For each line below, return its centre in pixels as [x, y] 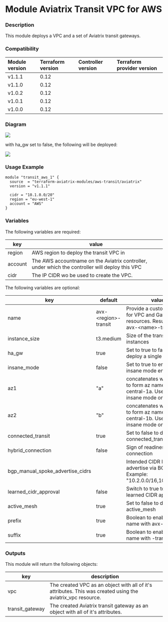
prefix [14, 521]
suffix [14, 535]
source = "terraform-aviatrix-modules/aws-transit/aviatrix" [76, 182]
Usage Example [24, 167]
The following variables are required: [43, 231]
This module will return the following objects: [51, 564]
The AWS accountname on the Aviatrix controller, [89, 261]
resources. [139, 321]
